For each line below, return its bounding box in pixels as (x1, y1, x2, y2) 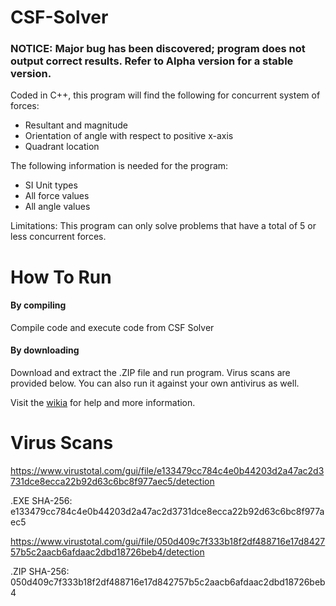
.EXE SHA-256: (10, 495, 73, 507)
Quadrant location (24, 141, 100, 153)
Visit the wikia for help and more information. (10, 397, 196, 409)
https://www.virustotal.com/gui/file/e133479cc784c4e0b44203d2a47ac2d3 (10, 465, 325, 477)
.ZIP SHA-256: (10, 566, 70, 578)
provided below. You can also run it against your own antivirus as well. (10, 377, 300, 390)
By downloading (10, 344, 80, 356)
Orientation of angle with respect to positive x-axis (24, 130, 234, 142)
